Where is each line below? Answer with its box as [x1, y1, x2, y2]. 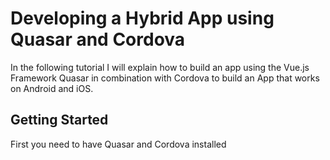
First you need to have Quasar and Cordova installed [10, 138, 227, 150]
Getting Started [10, 112, 109, 129]
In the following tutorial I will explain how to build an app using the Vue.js [10, 61, 310, 73]
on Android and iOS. [10, 82, 94, 94]
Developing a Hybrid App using [10, 7, 275, 30]
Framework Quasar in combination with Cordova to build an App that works [10, 72, 320, 84]
